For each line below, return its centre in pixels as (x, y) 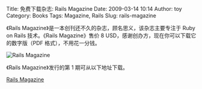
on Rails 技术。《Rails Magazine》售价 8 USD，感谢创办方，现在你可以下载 (99, 35)
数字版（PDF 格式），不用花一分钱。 (56, 43)
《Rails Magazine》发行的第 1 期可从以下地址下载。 (67, 67)
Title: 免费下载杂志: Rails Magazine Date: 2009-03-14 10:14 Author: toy (94, 9)
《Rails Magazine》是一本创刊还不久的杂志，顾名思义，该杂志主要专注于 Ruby (101, 28)
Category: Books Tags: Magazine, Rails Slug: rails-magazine (81, 16)
